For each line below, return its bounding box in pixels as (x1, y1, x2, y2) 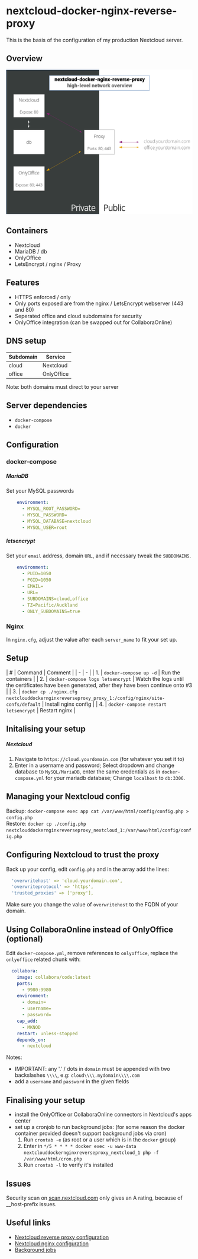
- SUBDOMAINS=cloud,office (21, 595, 89, 602)
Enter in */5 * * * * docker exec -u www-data (23, 1143, 137, 1150)
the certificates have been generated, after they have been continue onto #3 (6, 681, 193, 689)
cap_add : (17, 1018, 38, 1024)
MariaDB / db (14, 248, 47, 255)
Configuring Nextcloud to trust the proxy (6, 850, 160, 860)
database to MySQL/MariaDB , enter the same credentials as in (14, 768, 161, 775)
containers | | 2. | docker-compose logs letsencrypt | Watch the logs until (6, 675, 184, 682)
